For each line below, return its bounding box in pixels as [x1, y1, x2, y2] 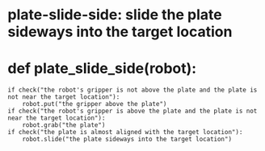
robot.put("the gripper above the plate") [22, 100, 167, 108]
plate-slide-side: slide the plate [7, 6, 223, 24]
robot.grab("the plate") [22, 121, 106, 129]
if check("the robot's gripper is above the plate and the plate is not [7, 107, 258, 116]
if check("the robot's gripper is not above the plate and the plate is [7, 86, 258, 94]
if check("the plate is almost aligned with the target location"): [7, 129, 243, 137]
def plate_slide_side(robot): [7, 59, 197, 78]
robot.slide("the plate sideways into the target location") [22, 135, 232, 144]
